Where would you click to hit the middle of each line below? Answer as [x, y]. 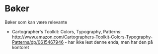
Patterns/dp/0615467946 [38, 42]
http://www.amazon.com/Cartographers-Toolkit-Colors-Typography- [82, 37]
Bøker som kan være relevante [36, 22]
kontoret [20, 47]
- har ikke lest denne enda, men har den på [109, 42]
